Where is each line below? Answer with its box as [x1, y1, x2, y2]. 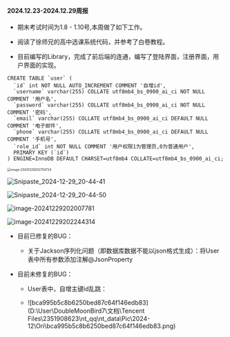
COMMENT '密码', [7, 109, 52, 116]
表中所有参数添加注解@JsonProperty [27, 255, 133, 264]
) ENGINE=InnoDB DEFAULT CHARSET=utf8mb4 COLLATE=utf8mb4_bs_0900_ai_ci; [7, 156, 224, 163]
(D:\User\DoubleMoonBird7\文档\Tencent [27, 307, 145, 315]
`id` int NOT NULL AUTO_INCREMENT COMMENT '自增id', [13, 82, 166, 89]
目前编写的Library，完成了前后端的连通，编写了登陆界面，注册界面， [17, 53, 213, 61]
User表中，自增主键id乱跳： [27, 284, 107, 293]
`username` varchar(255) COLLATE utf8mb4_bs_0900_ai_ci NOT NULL [13, 89, 206, 95]
